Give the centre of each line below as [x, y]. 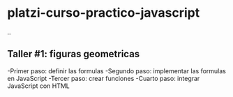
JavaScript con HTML [38, 86]
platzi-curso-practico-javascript [104, 13]
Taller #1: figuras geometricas [74, 54]
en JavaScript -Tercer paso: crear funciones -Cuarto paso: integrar [104, 78]
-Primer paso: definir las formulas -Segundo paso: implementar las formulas [117, 70]
